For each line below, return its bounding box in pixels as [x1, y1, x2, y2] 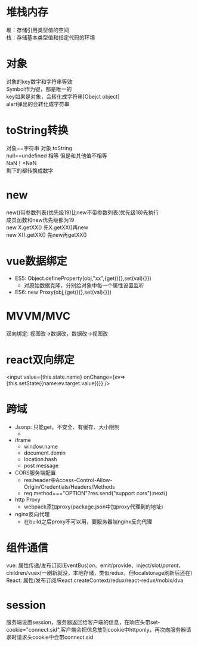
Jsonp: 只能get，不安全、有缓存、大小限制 [14, 423, 120, 431]
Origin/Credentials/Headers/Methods [23, 483, 115, 490]
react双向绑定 [6, 353, 75, 367]
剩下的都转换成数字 [6, 167, 54, 174]
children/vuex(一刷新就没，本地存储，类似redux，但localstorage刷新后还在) [6, 569, 193, 577]
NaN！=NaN [6, 159, 37, 166]
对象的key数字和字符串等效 [6, 78, 73, 85]
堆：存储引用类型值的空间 [6, 26, 69, 33]
